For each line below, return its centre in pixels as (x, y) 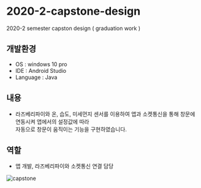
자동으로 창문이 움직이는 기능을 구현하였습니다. (71, 129)
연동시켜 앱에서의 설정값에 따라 (52, 121)
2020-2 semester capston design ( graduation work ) (74, 28)
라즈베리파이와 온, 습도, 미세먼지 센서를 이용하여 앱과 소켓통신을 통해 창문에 (105, 114)
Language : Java (36, 77)
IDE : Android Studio (41, 70)
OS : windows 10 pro (41, 64)
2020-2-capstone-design (74, 11)
